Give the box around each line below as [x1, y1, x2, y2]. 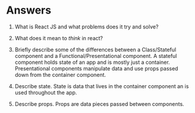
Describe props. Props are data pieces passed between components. [14, 100, 185, 107]
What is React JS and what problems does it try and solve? [14, 23, 159, 30]
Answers [6, 4, 52, 17]
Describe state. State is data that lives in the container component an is [14, 82, 189, 89]
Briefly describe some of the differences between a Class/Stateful [14, 46, 177, 53]
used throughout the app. [14, 89, 77, 96]
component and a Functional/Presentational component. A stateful [14, 52, 177, 59]
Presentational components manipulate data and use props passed [14, 64, 178, 72]
